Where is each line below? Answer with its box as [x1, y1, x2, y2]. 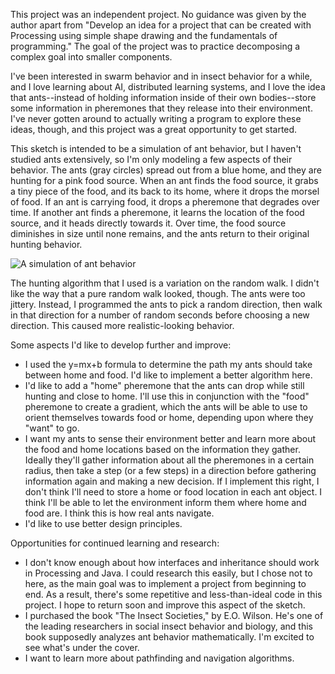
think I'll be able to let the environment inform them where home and [24, 497, 307, 508]
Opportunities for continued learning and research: [10, 537, 220, 549]
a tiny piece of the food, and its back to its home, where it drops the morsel [10, 185, 320, 197]
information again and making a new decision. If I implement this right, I [24, 475, 320, 487]
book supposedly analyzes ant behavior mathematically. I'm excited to [24, 631, 315, 643]
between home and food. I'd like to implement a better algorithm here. [24, 369, 313, 381]
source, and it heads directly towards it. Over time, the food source [10, 217, 287, 229]
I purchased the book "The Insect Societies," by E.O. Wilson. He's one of [24, 610, 324, 621]
